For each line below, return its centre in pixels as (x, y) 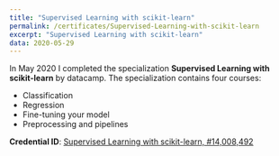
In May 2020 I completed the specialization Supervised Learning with (139, 69)
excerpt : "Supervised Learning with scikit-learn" (106, 34)
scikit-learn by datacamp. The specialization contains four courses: (135, 78)
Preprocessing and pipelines (75, 124)
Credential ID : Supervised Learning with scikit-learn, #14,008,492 (131, 142)
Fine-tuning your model (66, 115)
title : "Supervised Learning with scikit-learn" (102, 18)
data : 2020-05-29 (42, 43)
